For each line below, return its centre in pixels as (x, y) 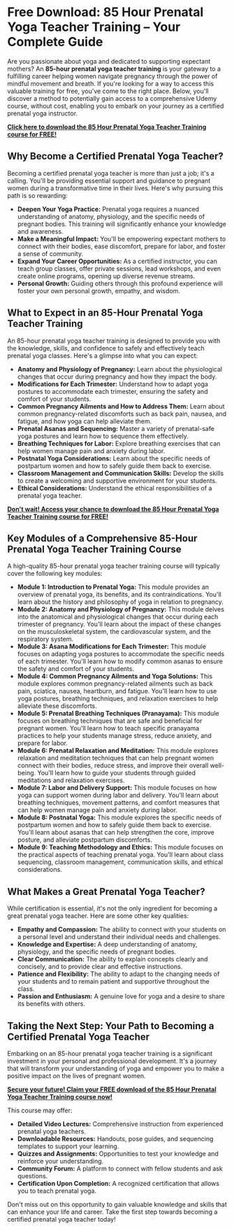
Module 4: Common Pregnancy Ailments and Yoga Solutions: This (115, 677)
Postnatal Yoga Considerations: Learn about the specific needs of (114, 458)
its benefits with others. (51, 1004)
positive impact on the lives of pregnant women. (76, 1076)
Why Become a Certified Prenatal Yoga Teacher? (115, 156)
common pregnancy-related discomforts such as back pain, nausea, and (122, 413)
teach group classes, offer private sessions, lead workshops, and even (119, 268)
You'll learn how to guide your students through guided (116, 773)
